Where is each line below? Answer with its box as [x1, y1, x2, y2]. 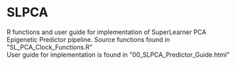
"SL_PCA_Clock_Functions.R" [6, 43, 93, 51]
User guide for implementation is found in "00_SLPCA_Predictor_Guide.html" [6, 50, 230, 59]
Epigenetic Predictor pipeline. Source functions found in [6, 35, 170, 43]
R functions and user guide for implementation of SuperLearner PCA [6, 28, 206, 36]
